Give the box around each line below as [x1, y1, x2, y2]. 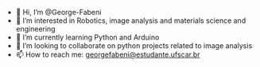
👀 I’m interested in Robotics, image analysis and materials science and [15, 16, 246, 25]
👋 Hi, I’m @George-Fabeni [15, 8, 102, 17]
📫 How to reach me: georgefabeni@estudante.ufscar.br [15, 50, 200, 59]
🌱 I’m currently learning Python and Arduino [15, 32, 160, 42]
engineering [15, 24, 56, 33]
